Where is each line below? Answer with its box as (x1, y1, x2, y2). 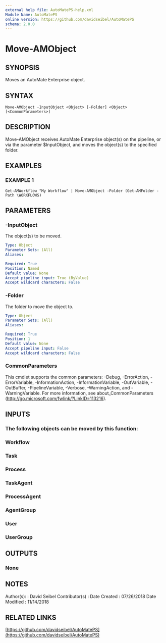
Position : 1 (5, 336, 30, 341)
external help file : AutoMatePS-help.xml (5, 7, 94, 13)
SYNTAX (5, 91, 34, 100)
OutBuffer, (5, 384, 27, 390)
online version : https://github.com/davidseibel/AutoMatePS (5, 17, 135, 22)
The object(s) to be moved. (5, 233, 62, 239)
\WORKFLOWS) (16, 192, 42, 197)
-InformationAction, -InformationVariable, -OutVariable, (35, 379, 150, 385)
